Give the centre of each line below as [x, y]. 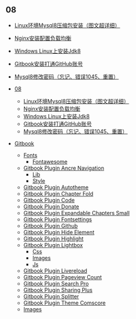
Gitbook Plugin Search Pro [56, 283]
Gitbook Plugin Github [51, 225]
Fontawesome [50, 161]
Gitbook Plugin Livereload [55, 271]
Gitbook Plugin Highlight [53, 239]
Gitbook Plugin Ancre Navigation [64, 168]
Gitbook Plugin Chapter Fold [58, 193]
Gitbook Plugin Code [49, 200]
